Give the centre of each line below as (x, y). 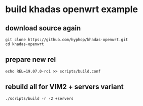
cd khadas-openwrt (25, 44)
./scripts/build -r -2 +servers (39, 98)
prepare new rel (31, 60)
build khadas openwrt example (72, 9)
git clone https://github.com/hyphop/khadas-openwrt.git (67, 40)
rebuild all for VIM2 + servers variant (64, 87)
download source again (43, 28)
